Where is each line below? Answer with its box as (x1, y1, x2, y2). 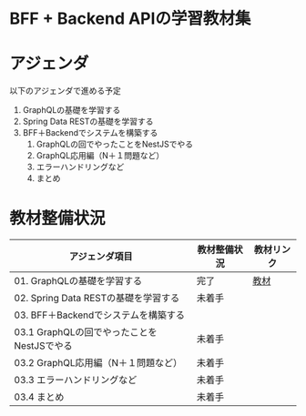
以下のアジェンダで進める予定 (9, 86, 121, 96)
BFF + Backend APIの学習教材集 (9, 8, 251, 29)
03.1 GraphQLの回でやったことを (14, 326, 158, 339)
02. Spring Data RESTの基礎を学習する (14, 292, 180, 305)
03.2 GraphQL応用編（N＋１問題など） (14, 357, 183, 370)
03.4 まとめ (14, 391, 65, 403)
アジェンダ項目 (68, 250, 133, 263)
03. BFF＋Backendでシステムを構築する (14, 309, 185, 321)
